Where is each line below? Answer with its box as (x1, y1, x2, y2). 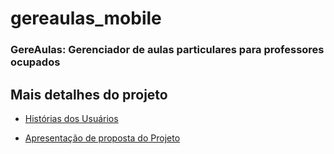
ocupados (10, 55, 61, 69)
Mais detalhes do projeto (10, 86, 168, 103)
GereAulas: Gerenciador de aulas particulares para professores (10, 43, 325, 57)
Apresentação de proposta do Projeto (24, 132, 181, 144)
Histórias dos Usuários (24, 112, 119, 124)
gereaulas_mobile (10, 7, 162, 30)
